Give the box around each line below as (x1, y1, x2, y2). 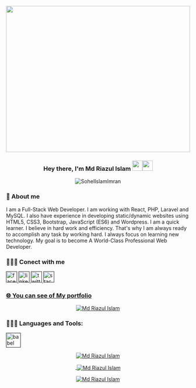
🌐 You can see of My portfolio (6, 291, 92, 300)
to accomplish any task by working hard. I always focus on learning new (6, 231, 180, 238)
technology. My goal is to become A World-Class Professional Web (6, 237, 167, 244)
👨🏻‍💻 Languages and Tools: (6, 320, 83, 328)
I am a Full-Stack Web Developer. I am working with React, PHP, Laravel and (6, 205, 189, 213)
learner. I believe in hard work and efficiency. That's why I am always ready (6, 224, 187, 231)
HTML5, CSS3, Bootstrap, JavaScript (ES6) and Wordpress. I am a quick (6, 218, 180, 225)
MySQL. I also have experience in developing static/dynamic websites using (6, 212, 189, 219)
